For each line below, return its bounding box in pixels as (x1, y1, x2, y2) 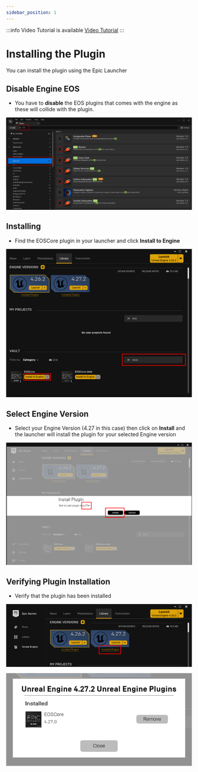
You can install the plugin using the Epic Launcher (6, 67, 128, 74)
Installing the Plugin (6, 47, 106, 60)
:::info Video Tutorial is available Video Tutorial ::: (6, 27, 125, 34)
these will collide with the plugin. (14, 106, 94, 113)
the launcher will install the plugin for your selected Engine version (14, 431, 177, 438)
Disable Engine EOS (6, 83, 80, 94)
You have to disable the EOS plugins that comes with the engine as (14, 99, 178, 106)
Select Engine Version (6, 408, 89, 419)
